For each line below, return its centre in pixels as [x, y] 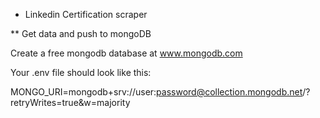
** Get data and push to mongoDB [81, 33]
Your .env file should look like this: [81, 72]
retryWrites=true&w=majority [70, 102]
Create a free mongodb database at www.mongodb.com [126, 53]
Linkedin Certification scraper [86, 14]
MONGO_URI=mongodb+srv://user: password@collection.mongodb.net [156, 92]
